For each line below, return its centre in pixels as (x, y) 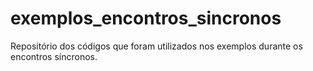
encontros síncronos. (54, 56)
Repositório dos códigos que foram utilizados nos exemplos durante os (156, 46)
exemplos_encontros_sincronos (146, 18)
